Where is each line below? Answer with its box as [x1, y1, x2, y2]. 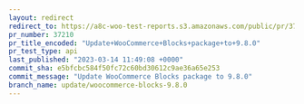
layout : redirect [8, 13, 74, 23]
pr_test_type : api [8, 47, 78, 56]
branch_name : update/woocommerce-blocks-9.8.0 [8, 80, 188, 90]
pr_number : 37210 [8, 30, 74, 39]
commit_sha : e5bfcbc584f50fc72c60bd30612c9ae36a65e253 [8, 64, 221, 73]
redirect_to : [8, 22, 58, 31]
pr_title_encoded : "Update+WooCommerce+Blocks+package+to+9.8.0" [8, 38, 260, 48]
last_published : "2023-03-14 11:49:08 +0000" [8, 55, 183, 64]
